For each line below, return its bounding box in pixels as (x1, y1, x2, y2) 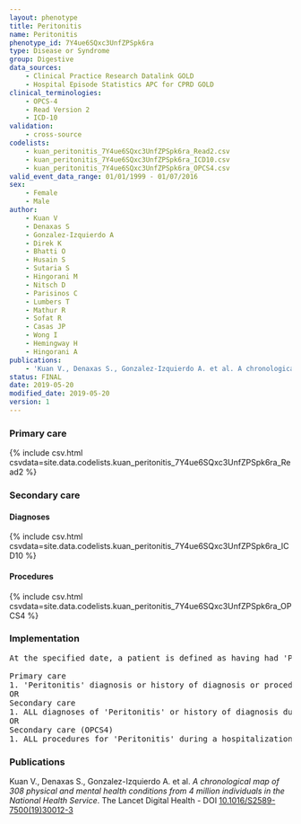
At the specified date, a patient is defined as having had (9, 652, 279, 663)
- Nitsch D (25, 280, 66, 289)
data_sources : (9, 64, 63, 73)
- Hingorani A (25, 347, 78, 356)
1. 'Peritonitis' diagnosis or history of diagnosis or (9, 679, 260, 690)
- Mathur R (25, 306, 66, 315)
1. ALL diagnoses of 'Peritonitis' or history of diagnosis (9, 706, 279, 717)
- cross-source (25, 130, 82, 139)
